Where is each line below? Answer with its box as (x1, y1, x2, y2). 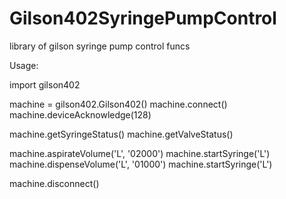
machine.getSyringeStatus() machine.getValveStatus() (9, 128, 234, 140)
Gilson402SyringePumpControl (9, 7, 277, 30)
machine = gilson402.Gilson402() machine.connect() (9, 98, 228, 110)
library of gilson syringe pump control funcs (9, 40, 191, 52)
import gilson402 (9, 78, 81, 91)
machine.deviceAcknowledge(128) (9, 108, 152, 121)
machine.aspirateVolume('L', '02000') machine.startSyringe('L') (9, 147, 271, 159)
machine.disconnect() (9, 177, 100, 189)
